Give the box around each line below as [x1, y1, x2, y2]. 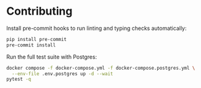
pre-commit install [6, 42, 56, 48]
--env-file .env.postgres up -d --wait [12, 70, 114, 77]
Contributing [6, 4, 73, 18]
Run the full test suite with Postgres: [6, 53, 97, 61]
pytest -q [6, 76, 32, 82]
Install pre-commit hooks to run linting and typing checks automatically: [6, 24, 187, 32]
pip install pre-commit [6, 36, 67, 42]
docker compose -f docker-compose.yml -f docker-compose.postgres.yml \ [6, 65, 196, 71]
